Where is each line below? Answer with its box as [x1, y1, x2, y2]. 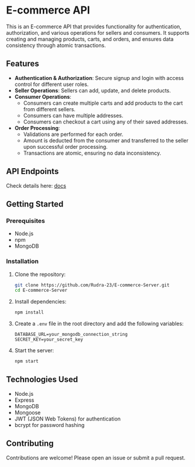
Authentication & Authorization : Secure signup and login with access [14, 74, 184, 81]
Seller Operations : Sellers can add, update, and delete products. [14, 86, 171, 94]
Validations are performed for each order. [23, 131, 124, 138]
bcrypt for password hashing [14, 421, 85, 428]
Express [14, 396, 35, 403]
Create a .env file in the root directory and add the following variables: [14, 320, 184, 327]
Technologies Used [6, 375, 78, 385]
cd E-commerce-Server [14, 288, 67, 293]
